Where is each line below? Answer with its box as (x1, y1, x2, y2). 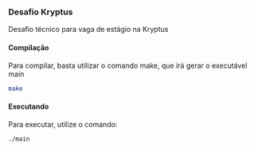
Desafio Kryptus (8, 6, 73, 18)
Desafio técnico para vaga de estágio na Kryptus (8, 25, 169, 34)
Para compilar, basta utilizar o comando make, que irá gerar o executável (8, 61, 248, 70)
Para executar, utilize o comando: (8, 119, 118, 129)
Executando (8, 101, 49, 111)
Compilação (8, 42, 49, 52)
